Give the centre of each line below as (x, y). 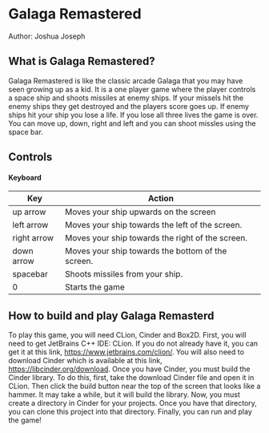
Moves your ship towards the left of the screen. (154, 225)
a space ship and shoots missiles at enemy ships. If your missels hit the (126, 98)
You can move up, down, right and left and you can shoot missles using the (132, 123)
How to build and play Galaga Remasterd (111, 316)
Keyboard (25, 177)
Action (161, 199)
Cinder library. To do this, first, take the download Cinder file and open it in (131, 378)
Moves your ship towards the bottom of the (146, 251)
